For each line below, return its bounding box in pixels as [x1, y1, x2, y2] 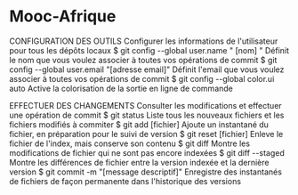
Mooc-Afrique [9, 6, 117, 27]
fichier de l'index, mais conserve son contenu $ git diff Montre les [9, 138, 251, 149]
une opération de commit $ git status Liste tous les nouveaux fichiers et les [9, 110, 285, 120]
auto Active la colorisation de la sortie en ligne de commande [9, 83, 234, 93]
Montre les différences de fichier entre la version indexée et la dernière [9, 157, 270, 167]
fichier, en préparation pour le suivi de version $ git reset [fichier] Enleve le [9, 128, 284, 139]
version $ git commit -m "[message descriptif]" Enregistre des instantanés [9, 167, 283, 177]
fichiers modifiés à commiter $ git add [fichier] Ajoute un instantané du [9, 118, 270, 130]
